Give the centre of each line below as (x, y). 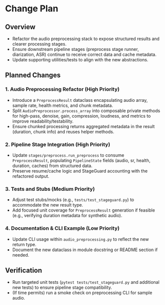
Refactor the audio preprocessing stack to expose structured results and (86, 39)
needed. (21, 255)
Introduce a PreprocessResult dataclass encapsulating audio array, (80, 100)
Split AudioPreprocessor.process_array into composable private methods (86, 110)
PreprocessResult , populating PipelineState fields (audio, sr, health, (81, 160)
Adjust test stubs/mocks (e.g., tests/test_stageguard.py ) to (73, 200)
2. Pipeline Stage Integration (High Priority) (58, 144)
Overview (20, 27)
